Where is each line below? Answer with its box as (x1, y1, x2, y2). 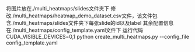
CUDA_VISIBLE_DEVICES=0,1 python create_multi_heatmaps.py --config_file (6, 34, 190, 40)
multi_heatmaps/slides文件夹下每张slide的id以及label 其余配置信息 (14, 20, 174, 26)
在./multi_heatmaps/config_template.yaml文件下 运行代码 (6, 27, 143, 34)
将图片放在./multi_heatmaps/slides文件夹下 (6, 5, 110, 12)
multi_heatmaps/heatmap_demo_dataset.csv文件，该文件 (14, 12, 153, 19)
